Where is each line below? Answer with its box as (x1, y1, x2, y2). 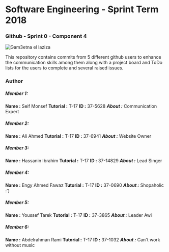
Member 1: (5, 90, 28, 96)
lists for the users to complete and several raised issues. (5, 65, 124, 71)
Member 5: (5, 199, 29, 205)
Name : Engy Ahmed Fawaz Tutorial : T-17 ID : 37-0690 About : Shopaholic (5, 182, 164, 188)
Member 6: (5, 223, 29, 230)
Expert (5, 109, 19, 115)
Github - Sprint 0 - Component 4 (5, 33, 87, 40)
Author (5, 78, 23, 85)
